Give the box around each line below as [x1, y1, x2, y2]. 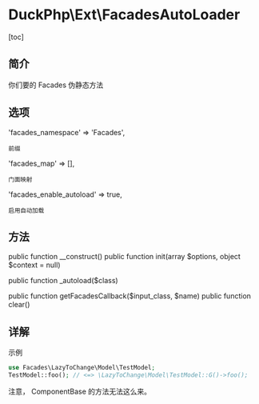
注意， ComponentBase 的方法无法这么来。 [8, 386, 152, 396]
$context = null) [8, 260, 62, 270]
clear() [8, 300, 30, 310]
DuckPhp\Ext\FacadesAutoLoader [8, 6, 241, 24]
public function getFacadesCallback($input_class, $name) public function [8, 291, 252, 301]
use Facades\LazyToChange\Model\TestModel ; [8, 364, 156, 372]
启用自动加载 [8, 206, 45, 214]
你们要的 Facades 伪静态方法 [8, 80, 104, 90]
